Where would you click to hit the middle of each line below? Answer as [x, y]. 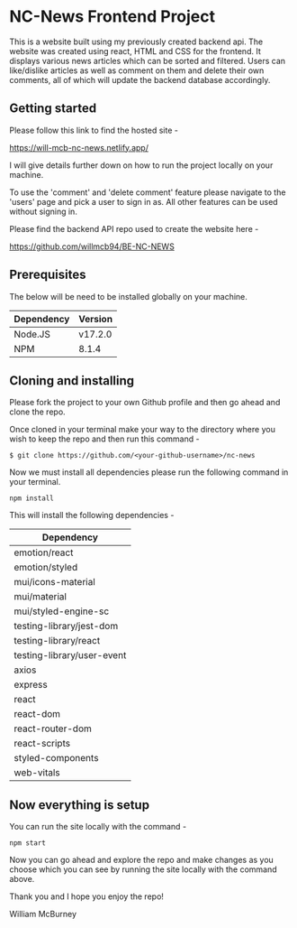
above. [22, 879]
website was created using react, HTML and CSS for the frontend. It [135, 51]
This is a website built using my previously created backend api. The [136, 42]
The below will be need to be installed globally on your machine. [128, 296]
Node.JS [32, 334]
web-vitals [37, 773]
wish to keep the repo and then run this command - [104, 439]
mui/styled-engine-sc [62, 611]
